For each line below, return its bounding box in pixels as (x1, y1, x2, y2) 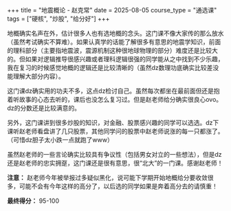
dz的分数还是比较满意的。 (7, 104, 81, 112)
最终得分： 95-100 (7, 197, 60, 205)
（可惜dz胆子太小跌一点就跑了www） (7, 136, 113, 144)
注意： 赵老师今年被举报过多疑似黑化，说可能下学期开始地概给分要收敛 (7, 174, 208, 181)
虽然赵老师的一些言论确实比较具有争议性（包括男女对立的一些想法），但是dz (7, 151, 222, 158)
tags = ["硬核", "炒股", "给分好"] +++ (7, 14, 110, 23)
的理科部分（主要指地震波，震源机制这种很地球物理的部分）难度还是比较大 (7, 47, 218, 54)
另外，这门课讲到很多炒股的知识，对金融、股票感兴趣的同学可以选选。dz (7, 119, 213, 126)
